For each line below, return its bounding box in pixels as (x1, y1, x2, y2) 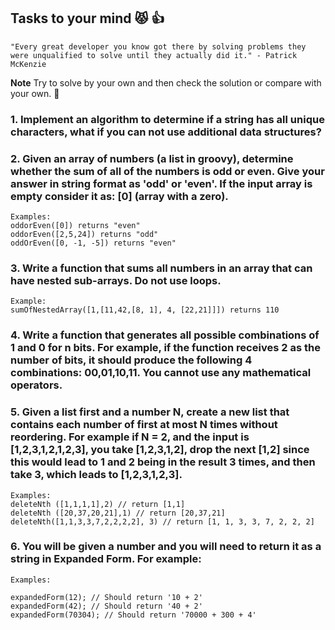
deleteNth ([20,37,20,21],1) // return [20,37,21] (10, 508, 226, 518)
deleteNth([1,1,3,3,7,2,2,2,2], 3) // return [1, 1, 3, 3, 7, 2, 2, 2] (10, 516, 315, 527)
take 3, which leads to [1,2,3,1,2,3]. (10, 468, 183, 482)
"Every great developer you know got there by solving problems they (10, 41, 307, 52)
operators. (10, 378, 63, 392)
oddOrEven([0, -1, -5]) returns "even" (10, 238, 177, 249)
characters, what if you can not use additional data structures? (10, 125, 322, 139)
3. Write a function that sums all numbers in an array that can (10, 261, 313, 275)
